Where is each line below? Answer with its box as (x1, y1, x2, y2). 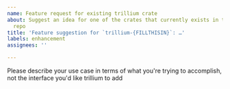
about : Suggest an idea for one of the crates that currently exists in (7, 16, 219, 23)
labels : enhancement (7, 36, 66, 42)
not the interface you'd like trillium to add (7, 74, 123, 82)
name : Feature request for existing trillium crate (7, 10, 157, 17)
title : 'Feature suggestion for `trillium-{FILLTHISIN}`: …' (7, 29, 186, 36)
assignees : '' (7, 42, 48, 49)
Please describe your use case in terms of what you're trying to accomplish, (7, 66, 222, 75)
